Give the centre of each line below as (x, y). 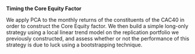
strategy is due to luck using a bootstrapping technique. (74, 45)
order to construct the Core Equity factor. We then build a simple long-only (97, 26)
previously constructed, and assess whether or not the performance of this (98, 38)
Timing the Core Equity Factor (44, 9)
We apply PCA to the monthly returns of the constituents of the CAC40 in (95, 20)
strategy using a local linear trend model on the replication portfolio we (92, 32)
